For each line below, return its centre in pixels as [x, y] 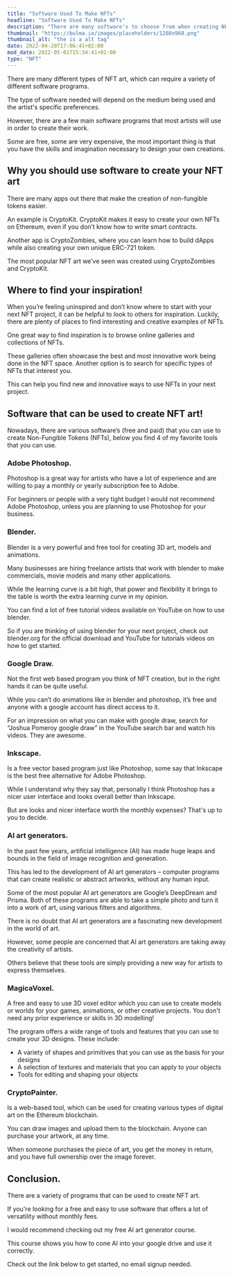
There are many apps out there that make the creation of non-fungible [107, 198]
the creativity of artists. [41, 949]
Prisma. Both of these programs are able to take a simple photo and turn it [113, 900]
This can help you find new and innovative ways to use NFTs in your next [112, 384]
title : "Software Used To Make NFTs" [62, 14]
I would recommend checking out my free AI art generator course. [102, 1230]
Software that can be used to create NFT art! [105, 414]
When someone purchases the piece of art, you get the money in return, [110, 1150]
